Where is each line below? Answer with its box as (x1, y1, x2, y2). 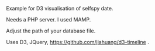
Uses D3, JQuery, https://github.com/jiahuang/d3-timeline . (6, 39, 149, 45)
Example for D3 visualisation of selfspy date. (6, 5, 113, 12)
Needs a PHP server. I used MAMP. (6, 16, 91, 23)
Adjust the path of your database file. (6, 27, 96, 34)
